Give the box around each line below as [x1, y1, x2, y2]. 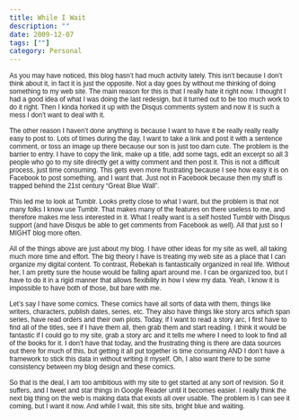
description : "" [9, 22, 70, 31]
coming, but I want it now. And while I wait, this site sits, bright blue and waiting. [9, 402, 245, 411]
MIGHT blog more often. [9, 228, 83, 238]
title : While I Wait [9, 13, 87, 22]
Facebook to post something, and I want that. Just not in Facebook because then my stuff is [9, 174, 283, 183]
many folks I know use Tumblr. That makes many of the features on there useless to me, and [9, 205, 286, 214]
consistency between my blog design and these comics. [9, 362, 176, 371]
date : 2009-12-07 [9, 30, 75, 39]
